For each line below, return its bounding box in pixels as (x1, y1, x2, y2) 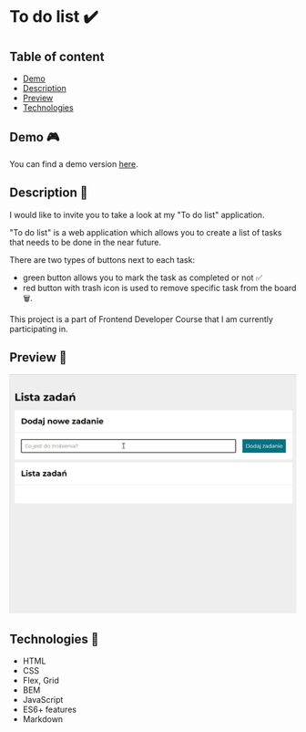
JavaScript (22, 695, 64, 706)
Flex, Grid (22, 675, 59, 686)
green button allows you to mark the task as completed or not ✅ (22, 272, 263, 283)
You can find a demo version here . (9, 158, 138, 169)
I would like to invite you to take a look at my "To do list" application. (9, 209, 265, 220)
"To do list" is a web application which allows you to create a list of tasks (9, 226, 282, 237)
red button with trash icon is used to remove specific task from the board (22, 282, 297, 293)
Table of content (9, 48, 105, 64)
